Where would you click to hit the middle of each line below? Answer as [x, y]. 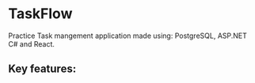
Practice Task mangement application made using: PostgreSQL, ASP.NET [128, 36]
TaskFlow [40, 14]
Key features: [42, 69]
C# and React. [32, 43]
